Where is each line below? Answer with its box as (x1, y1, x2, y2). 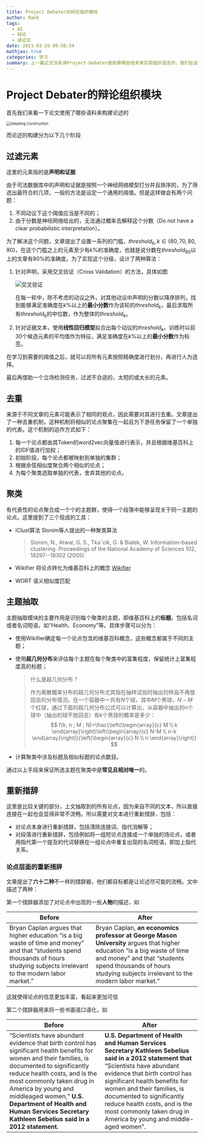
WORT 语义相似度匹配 (15, 577, 71, 584)
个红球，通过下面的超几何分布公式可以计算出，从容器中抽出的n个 (30, 703, 193, 711)
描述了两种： (6, 885, 38, 893)
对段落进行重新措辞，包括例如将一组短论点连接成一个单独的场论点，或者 (15, 831, 196, 838)
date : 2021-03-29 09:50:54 (6, 43, 75, 49)
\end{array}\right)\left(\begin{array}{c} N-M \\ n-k (51, 728, 177, 735)
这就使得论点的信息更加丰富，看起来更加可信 (6, 993, 118, 1000)
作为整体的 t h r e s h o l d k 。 (73, 310, 132, 319)
